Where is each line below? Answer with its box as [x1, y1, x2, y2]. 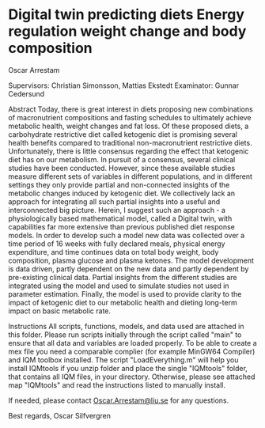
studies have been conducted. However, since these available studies [8, 163, 236, 172]
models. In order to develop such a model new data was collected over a [8, 230, 245, 240]
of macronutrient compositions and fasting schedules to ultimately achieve [8, 112, 252, 122]
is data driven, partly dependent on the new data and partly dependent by [8, 263, 249, 274]
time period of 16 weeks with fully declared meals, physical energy [8, 239, 225, 248]
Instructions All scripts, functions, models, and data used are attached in [8, 321, 244, 331]
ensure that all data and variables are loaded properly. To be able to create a [8, 338, 257, 347]
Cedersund [8, 89, 45, 98]
